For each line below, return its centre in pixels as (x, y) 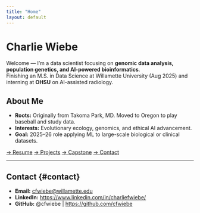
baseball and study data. (45, 122)
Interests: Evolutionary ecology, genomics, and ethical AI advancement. (103, 128)
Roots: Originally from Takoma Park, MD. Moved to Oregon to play (96, 115)
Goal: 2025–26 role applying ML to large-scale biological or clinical (97, 134)
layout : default (26, 17)
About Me (25, 101)
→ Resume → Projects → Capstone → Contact (63, 152)
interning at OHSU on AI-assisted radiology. (60, 82)
